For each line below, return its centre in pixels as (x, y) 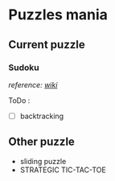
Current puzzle (47, 45)
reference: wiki (33, 84)
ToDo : (19, 100)
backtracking (42, 116)
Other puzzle (41, 142)
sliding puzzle (43, 161)
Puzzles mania (58, 15)
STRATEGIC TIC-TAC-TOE (63, 170)
